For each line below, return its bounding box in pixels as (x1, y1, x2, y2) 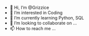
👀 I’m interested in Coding (9, 10, 63, 16)
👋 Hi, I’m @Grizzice (9, 5, 49, 10)
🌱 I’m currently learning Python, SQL (9, 15, 84, 20)
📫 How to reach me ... (9, 26, 56, 31)
